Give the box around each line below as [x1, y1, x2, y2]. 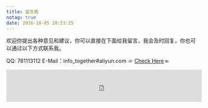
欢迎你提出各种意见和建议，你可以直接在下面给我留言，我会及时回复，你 [6, 37, 185, 44]
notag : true [6, 14, 36, 20]
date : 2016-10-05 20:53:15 [6, 20, 74, 26]
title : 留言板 [6, 8, 39, 15]
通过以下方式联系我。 [11, 44, 64, 52]
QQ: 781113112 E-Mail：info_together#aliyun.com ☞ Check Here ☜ [6, 58, 170, 65]
